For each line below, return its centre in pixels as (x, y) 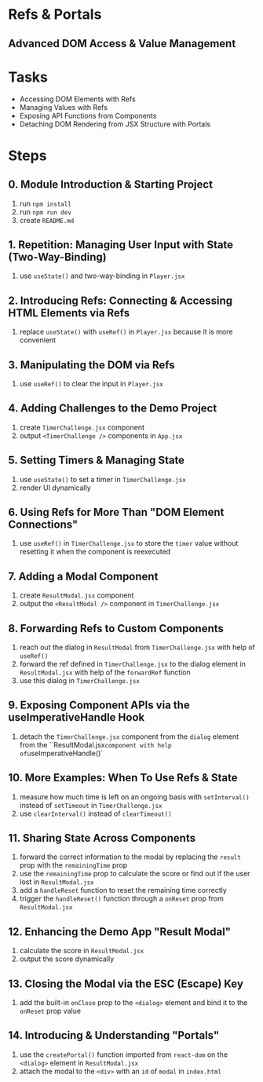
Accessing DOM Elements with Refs (77, 99)
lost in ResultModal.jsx (57, 882)
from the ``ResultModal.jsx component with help (95, 744)
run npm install (46, 203)
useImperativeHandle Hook (77, 717)
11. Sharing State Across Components (102, 838)
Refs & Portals (55, 15)
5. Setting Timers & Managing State (97, 461)
